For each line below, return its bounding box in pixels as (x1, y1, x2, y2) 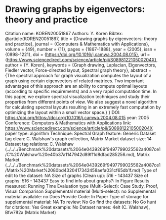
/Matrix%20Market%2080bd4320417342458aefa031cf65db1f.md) (5, 167, 141, 173)
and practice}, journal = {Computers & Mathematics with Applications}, (5, 41, 150, 47)
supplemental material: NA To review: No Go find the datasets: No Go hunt (5, 199, 157, 205)
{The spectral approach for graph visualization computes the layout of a (5, 72, 152, 78)
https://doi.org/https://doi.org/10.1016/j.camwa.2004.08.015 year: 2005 (5, 114, 149, 120)
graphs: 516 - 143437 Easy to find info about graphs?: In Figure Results (5, 177, 150, 184)
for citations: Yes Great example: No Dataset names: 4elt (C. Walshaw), (5, 204, 150, 210)
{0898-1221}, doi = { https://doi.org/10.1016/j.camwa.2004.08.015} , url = (5, 51, 150, 57)
